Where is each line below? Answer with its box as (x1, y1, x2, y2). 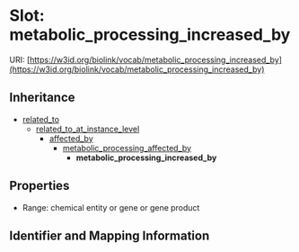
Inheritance (9, 90, 75, 105)
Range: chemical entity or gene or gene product (22, 202, 200, 212)
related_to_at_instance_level (35, 123, 140, 134)
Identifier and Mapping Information (9, 228, 210, 243)
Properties (9, 178, 70, 193)
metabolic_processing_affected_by (62, 142, 191, 153)
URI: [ (9, 54, 31, 65)
